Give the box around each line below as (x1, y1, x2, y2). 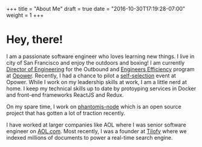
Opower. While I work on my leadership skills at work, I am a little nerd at (6, 78, 187, 85)
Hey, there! (6, 33, 64, 47)
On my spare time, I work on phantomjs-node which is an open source (6, 103, 181, 110)
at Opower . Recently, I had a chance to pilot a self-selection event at (6, 72, 177, 79)
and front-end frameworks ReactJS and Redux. (6, 91, 124, 99)
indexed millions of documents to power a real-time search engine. (6, 134, 174, 141)
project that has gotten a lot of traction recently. (6, 109, 126, 117)
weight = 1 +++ (6, 11, 44, 19)
